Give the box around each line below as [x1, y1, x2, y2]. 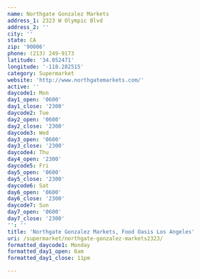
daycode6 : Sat [7, 182, 50, 189]
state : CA [7, 37, 37, 44]
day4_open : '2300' [7, 155, 62, 163]
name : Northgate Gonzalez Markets [7, 10, 110, 18]
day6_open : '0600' [7, 189, 62, 196]
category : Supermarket [7, 70, 74, 77]
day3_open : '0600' [7, 136, 62, 143]
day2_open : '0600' [7, 116, 62, 123]
